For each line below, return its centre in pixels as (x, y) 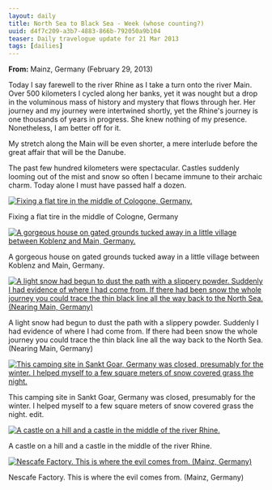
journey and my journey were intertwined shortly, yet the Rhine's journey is (134, 111)
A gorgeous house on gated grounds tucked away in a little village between (134, 257)
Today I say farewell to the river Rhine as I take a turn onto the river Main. (130, 85)
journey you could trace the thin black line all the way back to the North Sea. (136, 340)
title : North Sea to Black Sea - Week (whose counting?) (106, 24)
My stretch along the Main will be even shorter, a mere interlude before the (133, 144)
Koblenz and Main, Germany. (57, 265)
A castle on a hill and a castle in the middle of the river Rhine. (110, 446)
